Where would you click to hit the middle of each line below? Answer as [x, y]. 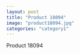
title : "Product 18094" [36, 17]
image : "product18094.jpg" [40, 23]
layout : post [23, 12]
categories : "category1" [38, 28]
